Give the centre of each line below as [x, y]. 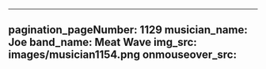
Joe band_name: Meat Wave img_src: [103, 42]
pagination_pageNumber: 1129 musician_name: [128, 30]
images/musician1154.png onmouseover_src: [123, 55]
